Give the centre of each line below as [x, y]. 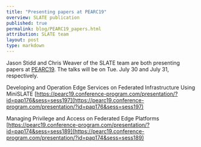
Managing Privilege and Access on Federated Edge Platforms [83, 118]
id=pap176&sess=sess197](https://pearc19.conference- [75, 100]
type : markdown [25, 46]
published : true [27, 23]
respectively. [22, 76]
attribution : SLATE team [38, 34]
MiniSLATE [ [21, 94]
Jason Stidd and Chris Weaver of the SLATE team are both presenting [93, 63]
